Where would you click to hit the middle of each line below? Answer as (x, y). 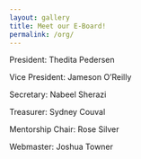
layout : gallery (40, 18)
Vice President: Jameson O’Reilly (70, 77)
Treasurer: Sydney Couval (57, 112)
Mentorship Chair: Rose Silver (64, 129)
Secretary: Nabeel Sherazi (58, 94)
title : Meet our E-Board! (57, 26)
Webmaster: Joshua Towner (62, 147)
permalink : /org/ (42, 34)
